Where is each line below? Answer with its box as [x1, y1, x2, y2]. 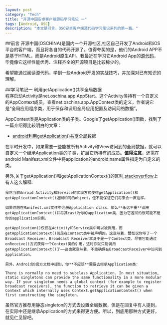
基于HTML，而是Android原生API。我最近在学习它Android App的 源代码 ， [9, 53, 159, 59]
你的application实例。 [5, 216, 49, 221]
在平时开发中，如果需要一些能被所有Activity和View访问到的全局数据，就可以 [5, 144, 162, 150]
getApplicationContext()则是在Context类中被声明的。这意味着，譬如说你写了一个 [5, 231, 158, 236]
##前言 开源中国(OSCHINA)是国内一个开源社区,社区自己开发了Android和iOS [5, 41, 161, 47]
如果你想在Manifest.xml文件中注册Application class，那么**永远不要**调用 [5, 205, 150, 210]
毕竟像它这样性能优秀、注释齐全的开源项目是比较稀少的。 [5, 59, 123, 65]
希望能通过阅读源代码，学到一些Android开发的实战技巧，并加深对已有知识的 [5, 70, 161, 76]
